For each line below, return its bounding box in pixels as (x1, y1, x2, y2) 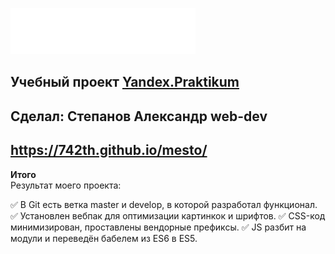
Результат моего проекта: (10, 179, 122, 191)
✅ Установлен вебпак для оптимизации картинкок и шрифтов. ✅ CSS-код (10, 209, 326, 222)
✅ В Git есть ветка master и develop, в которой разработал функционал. (10, 198, 318, 210)
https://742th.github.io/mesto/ (10, 142, 208, 159)
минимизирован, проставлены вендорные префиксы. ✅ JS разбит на (10, 221, 307, 233)
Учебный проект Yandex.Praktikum (10, 74, 240, 91)
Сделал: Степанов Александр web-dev (10, 108, 268, 125)
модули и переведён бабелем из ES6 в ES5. (10, 232, 198, 244)
